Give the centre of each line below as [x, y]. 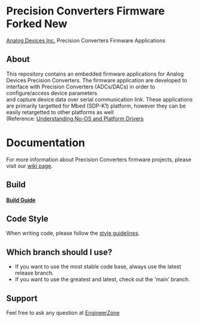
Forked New [37, 24]
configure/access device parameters [52, 93]
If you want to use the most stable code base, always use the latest [98, 267]
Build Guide [21, 200]
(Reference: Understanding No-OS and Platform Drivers [75, 118]
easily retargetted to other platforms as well [60, 112]
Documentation [46, 143]
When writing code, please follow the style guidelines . [73, 233]
